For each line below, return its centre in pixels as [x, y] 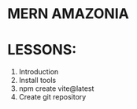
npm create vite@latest [56, 88]
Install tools [37, 81]
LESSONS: [42, 50]
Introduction [39, 72]
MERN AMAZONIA [68, 14]
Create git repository [52, 97]
